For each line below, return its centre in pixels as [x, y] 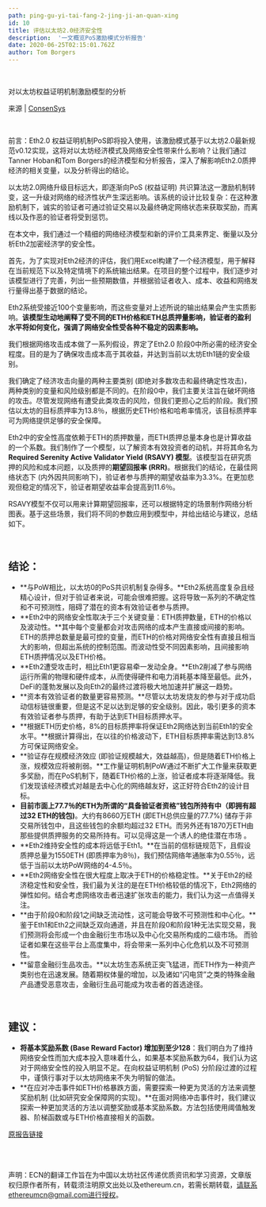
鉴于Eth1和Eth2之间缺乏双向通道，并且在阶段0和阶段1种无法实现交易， [134, 924]
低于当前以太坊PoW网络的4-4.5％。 [78, 865]
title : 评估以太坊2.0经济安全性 [55, 30]
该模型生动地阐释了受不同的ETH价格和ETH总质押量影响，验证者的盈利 [137, 317]
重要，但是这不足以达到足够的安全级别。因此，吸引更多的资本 [155, 706]
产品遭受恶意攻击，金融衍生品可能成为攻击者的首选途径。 [113, 984]
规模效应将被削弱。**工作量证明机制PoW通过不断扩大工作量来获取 [142, 765]
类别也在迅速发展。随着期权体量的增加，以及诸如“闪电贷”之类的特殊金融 [137, 974]
